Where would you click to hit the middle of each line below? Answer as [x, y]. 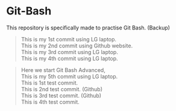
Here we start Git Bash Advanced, [63, 70]
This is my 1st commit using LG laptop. [68, 39]
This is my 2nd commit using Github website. [77, 46]
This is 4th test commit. [50, 102]
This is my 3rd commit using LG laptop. [70, 52]
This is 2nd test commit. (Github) [61, 89]
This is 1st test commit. [49, 83]
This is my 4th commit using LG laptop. [70, 58]
